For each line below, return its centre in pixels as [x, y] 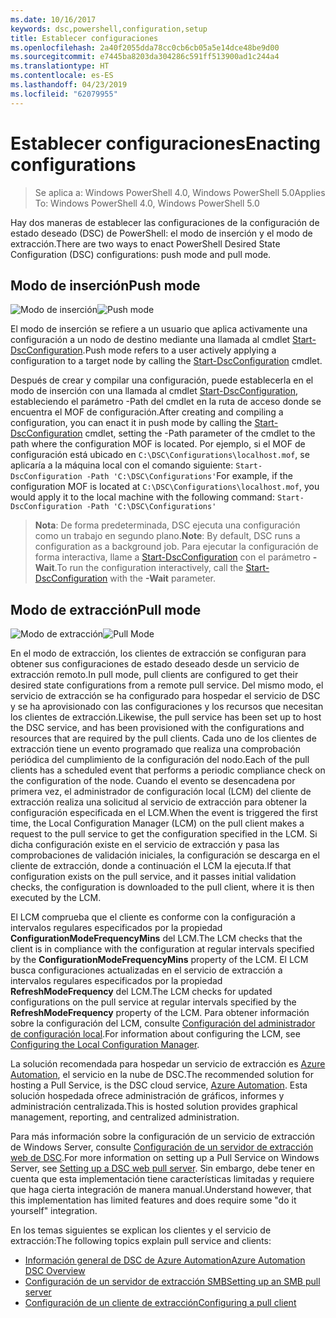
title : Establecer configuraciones [84, 38]
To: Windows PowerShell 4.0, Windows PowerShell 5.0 [147, 203]
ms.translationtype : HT [60, 66]
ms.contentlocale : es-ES [62, 76]
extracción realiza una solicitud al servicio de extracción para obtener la [159, 802]
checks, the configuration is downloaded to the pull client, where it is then [162, 887]
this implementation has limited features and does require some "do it [153, 1200]
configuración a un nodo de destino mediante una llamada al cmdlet [150, 340]
